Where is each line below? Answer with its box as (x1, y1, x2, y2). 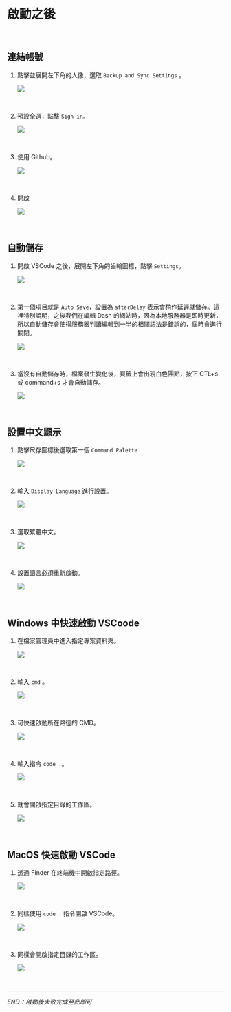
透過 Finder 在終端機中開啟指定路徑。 (16, 869, 124, 876)
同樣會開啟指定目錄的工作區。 (16, 951, 102, 958)
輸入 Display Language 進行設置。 (16, 487, 113, 495)
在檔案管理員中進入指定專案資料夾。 (16, 637, 120, 645)
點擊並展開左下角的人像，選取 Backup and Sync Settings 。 (16, 70, 186, 79)
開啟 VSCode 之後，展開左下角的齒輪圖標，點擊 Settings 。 (16, 261, 185, 270)
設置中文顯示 (7, 426, 62, 438)
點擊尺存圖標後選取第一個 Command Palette (16, 446, 138, 454)
